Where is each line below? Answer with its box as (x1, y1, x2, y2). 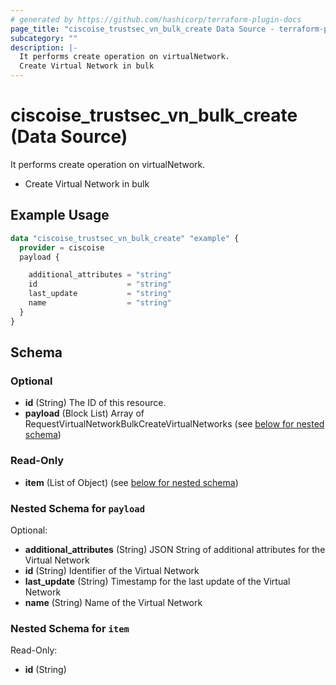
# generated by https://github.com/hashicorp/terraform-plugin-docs (10, 14, 302, 25)
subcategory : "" (10, 33, 78, 43)
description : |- (10, 42, 78, 53)
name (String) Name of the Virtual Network (24, 596, 203, 608)
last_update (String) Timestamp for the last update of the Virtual (24, 575, 291, 587)
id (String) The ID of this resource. (24, 397, 167, 409)
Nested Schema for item (10, 621, 130, 635)
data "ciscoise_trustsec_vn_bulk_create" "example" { (10, 233, 240, 243)
